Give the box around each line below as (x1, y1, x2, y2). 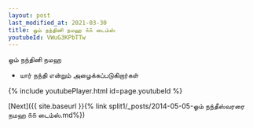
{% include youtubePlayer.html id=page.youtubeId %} (8, 86, 183, 96)
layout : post (8, 11, 51, 20)
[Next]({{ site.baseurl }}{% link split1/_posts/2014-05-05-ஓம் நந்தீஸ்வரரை (8, 101, 245, 111)
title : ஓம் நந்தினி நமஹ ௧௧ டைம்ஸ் (8, 26, 115, 34)
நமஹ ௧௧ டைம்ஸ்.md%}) (8, 111, 86, 120)
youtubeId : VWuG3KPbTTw (8, 33, 86, 42)
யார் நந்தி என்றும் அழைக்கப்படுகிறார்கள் (19, 71, 139, 80)
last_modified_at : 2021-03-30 (8, 19, 108, 27)
